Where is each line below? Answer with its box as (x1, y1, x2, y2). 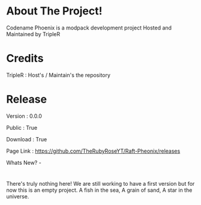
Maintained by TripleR (6, 30, 61, 37)
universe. (6, 193, 29, 200)
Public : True (6, 124, 38, 131)
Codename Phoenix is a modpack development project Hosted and (6, 24, 172, 31)
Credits (6, 52, 44, 66)
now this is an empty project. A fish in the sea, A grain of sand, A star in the (6, 186, 193, 194)
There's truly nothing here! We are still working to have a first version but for (6, 180, 195, 187)
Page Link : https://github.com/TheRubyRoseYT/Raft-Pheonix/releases (6, 147, 181, 155)
